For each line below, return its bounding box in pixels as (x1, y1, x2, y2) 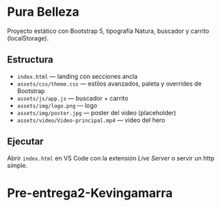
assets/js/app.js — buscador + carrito (16, 94, 129, 102)
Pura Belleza (7, 4, 80, 20)
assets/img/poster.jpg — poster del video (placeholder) (16, 108, 177, 117)
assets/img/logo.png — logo (16, 101, 98, 110)
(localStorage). (7, 34, 49, 42)
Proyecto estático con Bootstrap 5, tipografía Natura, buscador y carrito (7, 27, 210, 35)
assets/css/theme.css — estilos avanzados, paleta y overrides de (16, 80, 202, 88)
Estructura (7, 54, 53, 66)
